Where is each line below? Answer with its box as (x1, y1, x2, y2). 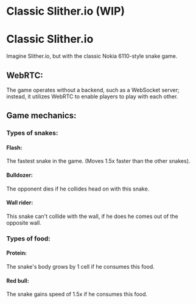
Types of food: (6, 234, 51, 242)
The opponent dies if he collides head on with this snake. (6, 185, 150, 192)
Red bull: (6, 277, 29, 284)
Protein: (6, 249, 27, 257)
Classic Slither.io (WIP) (6, 4, 125, 18)
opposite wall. (6, 219, 41, 226)
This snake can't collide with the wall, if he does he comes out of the (6, 212, 178, 220)
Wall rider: (6, 199, 33, 206)
